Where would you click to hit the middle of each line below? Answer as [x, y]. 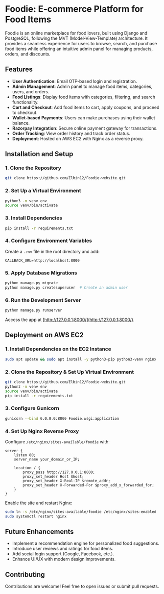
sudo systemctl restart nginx [36, 516]
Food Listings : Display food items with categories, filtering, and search [84, 97]
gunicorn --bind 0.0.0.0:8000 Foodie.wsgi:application [62, 418]
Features [19, 69]
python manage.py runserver [34, 310]
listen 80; [25, 455]
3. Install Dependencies [34, 218]
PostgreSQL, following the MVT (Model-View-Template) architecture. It [76, 38]
